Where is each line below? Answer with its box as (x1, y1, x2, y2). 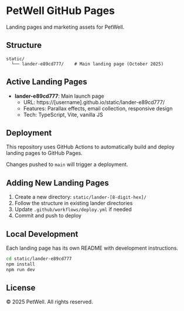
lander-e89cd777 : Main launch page (14, 92, 104, 99)
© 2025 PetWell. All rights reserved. (6, 298, 93, 305)
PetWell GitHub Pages (6, 4, 115, 18)
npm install (6, 261, 35, 267)
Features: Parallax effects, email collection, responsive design (23, 105, 173, 112)
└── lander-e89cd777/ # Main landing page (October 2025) (11, 61, 164, 67)
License (6, 283, 36, 293)
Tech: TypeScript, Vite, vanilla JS (23, 111, 104, 118)
